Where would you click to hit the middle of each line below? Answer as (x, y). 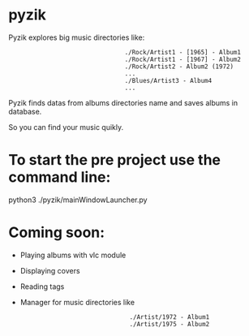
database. (25, 111)
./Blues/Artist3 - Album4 (168, 80)
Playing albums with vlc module (73, 255)
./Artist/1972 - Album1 (170, 317)
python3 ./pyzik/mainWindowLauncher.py (78, 200)
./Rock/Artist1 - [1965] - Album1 (183, 52)
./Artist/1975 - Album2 (170, 324)
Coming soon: (57, 233)
